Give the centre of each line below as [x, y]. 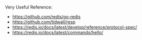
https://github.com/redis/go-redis [46, 17]
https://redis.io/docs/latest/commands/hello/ [58, 32]
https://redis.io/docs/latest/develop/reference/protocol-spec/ [74, 27]
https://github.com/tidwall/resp [44, 22]
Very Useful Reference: [29, 7]
